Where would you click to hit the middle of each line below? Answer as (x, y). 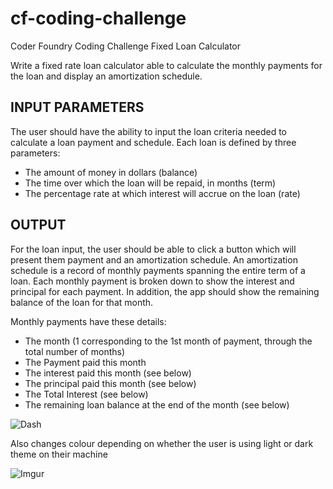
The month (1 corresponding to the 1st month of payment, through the (168, 341)
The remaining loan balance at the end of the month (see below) (157, 404)
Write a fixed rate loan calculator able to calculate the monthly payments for (166, 65)
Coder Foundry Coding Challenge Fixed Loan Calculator (126, 46)
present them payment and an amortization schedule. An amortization (154, 259)
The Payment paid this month (85, 362)
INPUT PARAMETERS (77, 107)
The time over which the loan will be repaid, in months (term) (150, 183)
